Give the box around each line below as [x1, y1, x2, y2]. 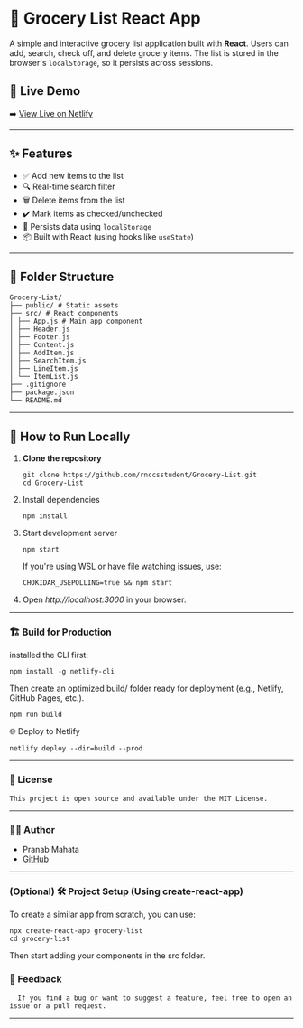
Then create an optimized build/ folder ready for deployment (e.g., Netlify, [9, 683, 284, 694]
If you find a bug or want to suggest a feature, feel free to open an [17, 994, 293, 1003]
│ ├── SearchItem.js [9, 356, 87, 365]
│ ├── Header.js [9, 325, 70, 334]
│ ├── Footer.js [9, 333, 70, 342]
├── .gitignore [9, 380, 67, 390]
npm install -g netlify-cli [9, 667, 115, 676]
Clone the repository [22, 453, 102, 464]
